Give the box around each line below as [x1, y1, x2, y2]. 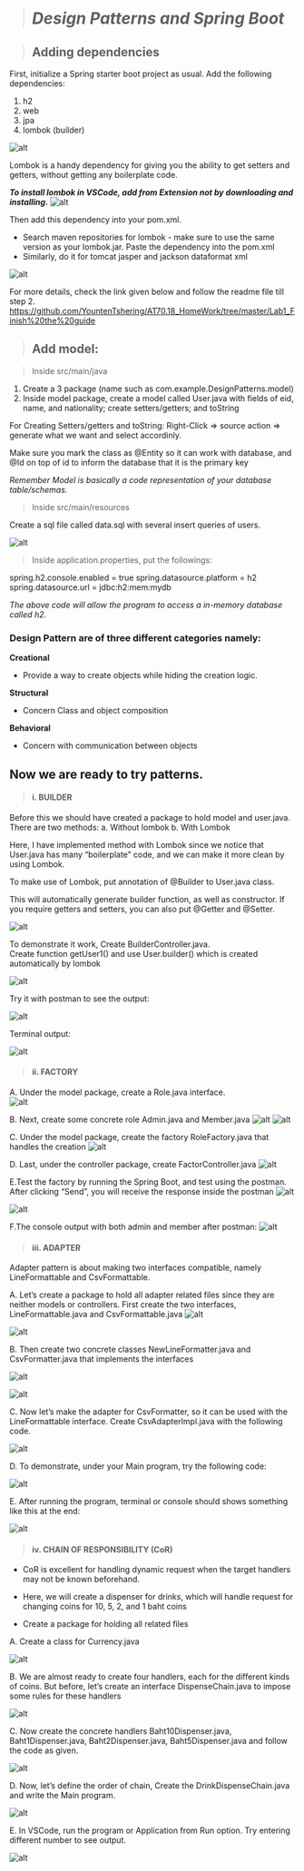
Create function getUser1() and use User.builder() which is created [9, 948, 259, 959]
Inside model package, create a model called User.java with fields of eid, [22, 392, 294, 403]
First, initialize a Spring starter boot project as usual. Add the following [9, 68, 272, 79]
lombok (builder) [22, 124, 85, 135]
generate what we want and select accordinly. [9, 429, 181, 440]
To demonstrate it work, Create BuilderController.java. [9, 939, 211, 950]
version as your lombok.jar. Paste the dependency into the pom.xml [22, 241, 275, 252]
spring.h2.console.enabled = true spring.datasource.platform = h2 [9, 572, 257, 583]
